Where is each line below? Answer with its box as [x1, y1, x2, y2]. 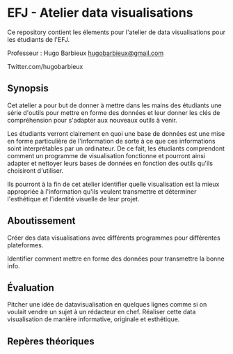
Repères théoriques [7, 335, 95, 347]
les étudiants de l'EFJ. [7, 35, 70, 43]
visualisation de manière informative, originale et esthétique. [7, 315, 180, 323]
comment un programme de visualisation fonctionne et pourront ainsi [7, 151, 206, 160]
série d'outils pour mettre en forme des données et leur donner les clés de [7, 108, 220, 116]
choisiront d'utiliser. [7, 166, 64, 175]
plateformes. [7, 240, 44, 249]
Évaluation [7, 282, 54, 293]
